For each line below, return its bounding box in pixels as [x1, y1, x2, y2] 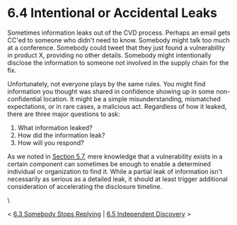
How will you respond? [17, 138, 85, 146]
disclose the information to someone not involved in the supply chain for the [7, 58, 229, 67]
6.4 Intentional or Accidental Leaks [7, 5, 218, 21]
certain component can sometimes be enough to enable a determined [7, 159, 211, 168]
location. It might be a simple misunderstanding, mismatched [43, 94, 221, 103]
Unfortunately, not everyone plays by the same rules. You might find [7, 79, 206, 88]
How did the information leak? [17, 131, 105, 139]
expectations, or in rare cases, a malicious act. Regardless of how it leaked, [7, 102, 227, 110]
